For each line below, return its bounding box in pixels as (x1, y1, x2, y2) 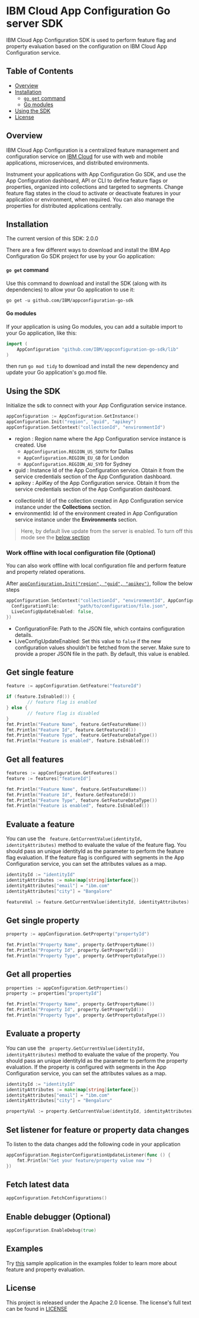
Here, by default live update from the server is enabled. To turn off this (20, 527, 193, 535)
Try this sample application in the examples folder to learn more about (6, 1259, 177, 1266)
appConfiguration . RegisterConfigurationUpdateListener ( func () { (6, 1152, 171, 1158)
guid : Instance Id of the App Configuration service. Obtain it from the (14, 466, 184, 474)
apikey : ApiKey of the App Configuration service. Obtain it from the (14, 479, 179, 486)
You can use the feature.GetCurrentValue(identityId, (6, 835, 143, 842)
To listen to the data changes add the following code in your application (6, 1141, 181, 1148)
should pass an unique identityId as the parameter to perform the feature (6, 847, 184, 855)
